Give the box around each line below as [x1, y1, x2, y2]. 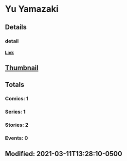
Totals [5, 80, 24, 89]
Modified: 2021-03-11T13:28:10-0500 [5, 149, 123, 158]
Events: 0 [5, 135, 28, 141]
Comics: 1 [5, 95, 29, 102]
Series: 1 [5, 108, 26, 115]
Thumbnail [5, 64, 39, 72]
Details [5, 23, 27, 31]
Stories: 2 [5, 121, 29, 128]
